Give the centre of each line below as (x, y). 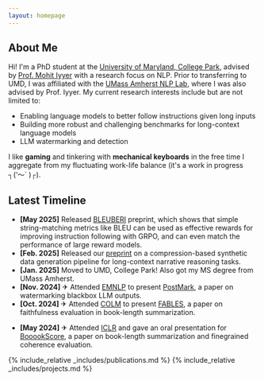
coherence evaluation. (56, 345)
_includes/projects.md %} (50, 369)
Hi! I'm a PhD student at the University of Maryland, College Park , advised (129, 67)
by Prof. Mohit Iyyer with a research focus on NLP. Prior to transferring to (128, 76)
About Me (33, 48)
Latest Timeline (47, 200)
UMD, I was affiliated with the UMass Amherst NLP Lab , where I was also (127, 84)
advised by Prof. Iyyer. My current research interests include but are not (126, 92)
